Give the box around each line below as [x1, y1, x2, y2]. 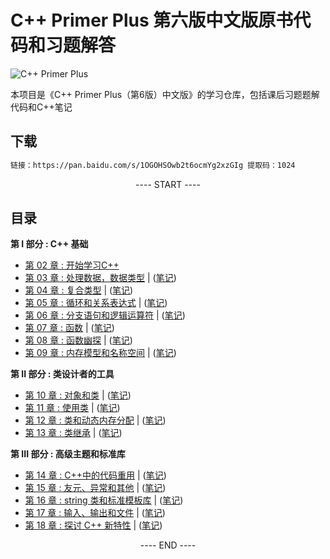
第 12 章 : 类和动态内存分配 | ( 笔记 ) [24, 414, 167, 426]
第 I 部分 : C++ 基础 [10, 238, 89, 250]
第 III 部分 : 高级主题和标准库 [10, 448, 126, 460]
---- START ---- [135, 178, 201, 190]
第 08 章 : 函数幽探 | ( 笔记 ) [24, 334, 133, 346]
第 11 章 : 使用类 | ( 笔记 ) [24, 402, 121, 414]
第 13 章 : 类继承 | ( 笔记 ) [24, 427, 123, 439]
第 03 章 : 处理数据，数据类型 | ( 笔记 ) [24, 272, 177, 284]
